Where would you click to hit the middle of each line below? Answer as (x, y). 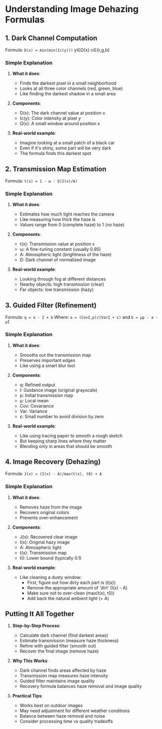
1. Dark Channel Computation (51, 38)
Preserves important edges (48, 360)
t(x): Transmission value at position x (57, 244)
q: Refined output (37, 385)
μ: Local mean (34, 400)
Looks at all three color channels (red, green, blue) (71, 88)
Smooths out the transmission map (55, 355)
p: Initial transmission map (46, 395)
